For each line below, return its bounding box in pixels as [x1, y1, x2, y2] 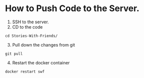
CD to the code [12, 24, 43, 30]
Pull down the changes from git [12, 42, 75, 47]
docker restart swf [5, 69, 45, 74]
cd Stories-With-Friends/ [5, 33, 58, 38]
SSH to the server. [12, 19, 49, 25]
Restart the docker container [12, 60, 70, 65]
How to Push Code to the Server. [5, 3, 140, 14]
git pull [5, 51, 23, 56]
